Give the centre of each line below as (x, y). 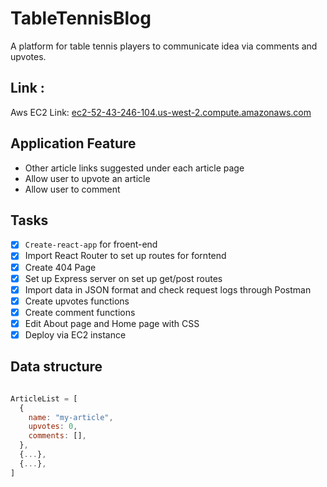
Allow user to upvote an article (87, 178)
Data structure (56, 367)
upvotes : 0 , (53, 427)
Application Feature (73, 143)
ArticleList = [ (44, 398)
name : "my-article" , (71, 417)
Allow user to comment (72, 189)
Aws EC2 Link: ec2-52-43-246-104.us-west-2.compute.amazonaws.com (161, 112)
